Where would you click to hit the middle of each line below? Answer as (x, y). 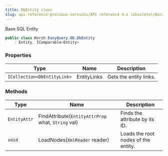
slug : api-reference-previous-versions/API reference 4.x (67, 14)
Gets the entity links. (131, 76)
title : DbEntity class (29, 10)
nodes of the (135, 139)
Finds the (131, 113)
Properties (18, 55)
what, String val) (58, 122)
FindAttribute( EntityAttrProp (72, 116)
